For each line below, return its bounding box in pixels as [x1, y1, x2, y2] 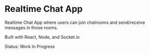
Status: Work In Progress [4, 43, 55, 49]
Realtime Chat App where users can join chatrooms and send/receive [4, 19, 146, 25]
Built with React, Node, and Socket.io [4, 34, 80, 40]
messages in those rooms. [4, 24, 58, 30]
